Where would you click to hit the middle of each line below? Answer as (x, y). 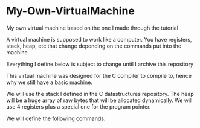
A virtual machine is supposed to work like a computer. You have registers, (99, 39)
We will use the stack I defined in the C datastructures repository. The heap (100, 94)
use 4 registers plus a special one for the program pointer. (79, 106)
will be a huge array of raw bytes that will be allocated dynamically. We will (99, 100)
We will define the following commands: (56, 118)
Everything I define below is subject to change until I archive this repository (100, 64)
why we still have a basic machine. (49, 82)
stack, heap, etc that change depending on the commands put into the (94, 46)
